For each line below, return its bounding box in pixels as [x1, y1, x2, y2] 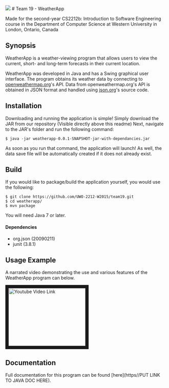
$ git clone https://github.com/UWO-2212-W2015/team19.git [5, 195, 134, 200]
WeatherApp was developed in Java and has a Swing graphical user [5, 70, 149, 76]
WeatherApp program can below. [5, 275, 75, 281]
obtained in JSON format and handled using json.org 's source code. [5, 87, 149, 93]
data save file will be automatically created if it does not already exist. [5, 150, 152, 157]
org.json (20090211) [12, 236, 55, 242]
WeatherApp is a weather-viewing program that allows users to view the [5, 55, 158, 61]
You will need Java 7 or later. [5, 212, 66, 219]
